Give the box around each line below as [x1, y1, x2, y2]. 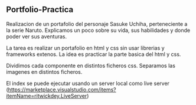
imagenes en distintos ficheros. [6, 68, 83, 76]
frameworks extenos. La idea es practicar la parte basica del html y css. [6, 50, 181, 58]
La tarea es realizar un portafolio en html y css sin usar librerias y [6, 44, 165, 51]
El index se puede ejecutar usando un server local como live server [6, 80, 170, 87]
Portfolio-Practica [6, 5, 74, 15]
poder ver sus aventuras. [6, 32, 67, 40]
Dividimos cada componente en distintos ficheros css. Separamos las [6, 62, 176, 69]
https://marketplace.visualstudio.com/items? [8, 86, 116, 93]
